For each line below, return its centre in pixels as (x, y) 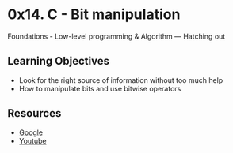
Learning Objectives (59, 61)
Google (31, 132)
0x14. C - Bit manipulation (94, 15)
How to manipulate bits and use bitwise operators (100, 88)
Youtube (32, 140)
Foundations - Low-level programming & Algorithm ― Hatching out (116, 36)
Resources (34, 113)
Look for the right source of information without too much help (121, 80)
